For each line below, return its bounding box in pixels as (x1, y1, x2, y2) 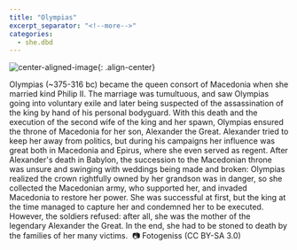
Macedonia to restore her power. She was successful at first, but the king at (9, 192, 286, 203)
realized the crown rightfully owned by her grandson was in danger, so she (9, 174, 283, 184)
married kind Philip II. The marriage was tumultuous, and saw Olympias (9, 89, 270, 99)
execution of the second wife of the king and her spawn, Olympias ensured (9, 117, 284, 128)
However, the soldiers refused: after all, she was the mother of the (9, 211, 251, 222)
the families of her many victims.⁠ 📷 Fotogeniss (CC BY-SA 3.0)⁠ (9, 230, 241, 241)
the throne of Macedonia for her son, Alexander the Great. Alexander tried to (9, 126, 289, 137)
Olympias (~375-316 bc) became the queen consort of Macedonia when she (9, 79, 289, 90)
